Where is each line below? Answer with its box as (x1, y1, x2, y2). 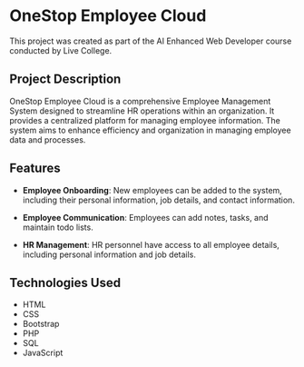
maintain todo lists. (22, 222, 93, 233)
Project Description (9, 72, 122, 87)
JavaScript (22, 347, 64, 359)
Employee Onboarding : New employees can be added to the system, (22, 184, 283, 195)
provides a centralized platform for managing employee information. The (9, 114, 281, 125)
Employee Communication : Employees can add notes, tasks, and (22, 212, 270, 223)
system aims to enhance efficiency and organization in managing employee (9, 124, 292, 135)
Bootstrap (22, 319, 60, 330)
